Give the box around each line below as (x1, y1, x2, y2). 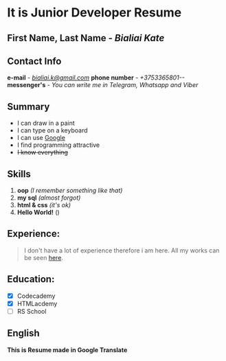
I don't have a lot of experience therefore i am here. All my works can (23, 246, 220, 255)
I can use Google (16, 134, 65, 142)
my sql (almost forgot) (16, 194, 81, 202)
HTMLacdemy (16, 299, 58, 307)
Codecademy (16, 292, 56, 300)
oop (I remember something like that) (16, 187, 123, 195)
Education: (7, 273, 55, 286)
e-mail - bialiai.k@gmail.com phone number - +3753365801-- (7, 73, 185, 82)
